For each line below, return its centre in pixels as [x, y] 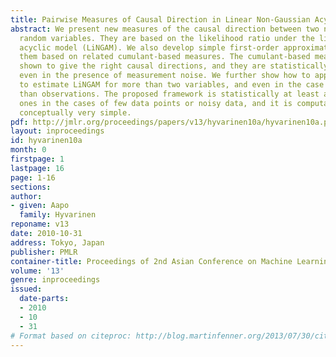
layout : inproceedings [57, 131]
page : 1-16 [33, 177]
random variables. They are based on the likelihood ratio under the [167, 38]
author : [26, 196]
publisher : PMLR [44, 252]
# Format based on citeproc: [71, 336]
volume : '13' [37, 271]
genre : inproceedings [55, 280]
